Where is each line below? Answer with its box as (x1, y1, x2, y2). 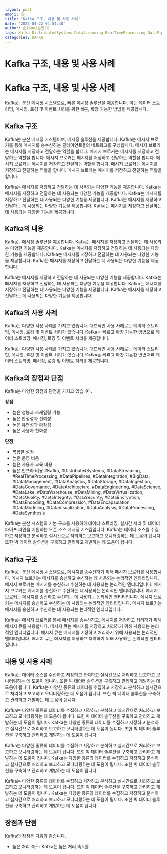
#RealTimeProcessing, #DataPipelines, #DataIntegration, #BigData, (12, 473, 150, 479)
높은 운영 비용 (12, 455, 39, 461)
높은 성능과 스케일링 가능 (12, 409, 61, 415)
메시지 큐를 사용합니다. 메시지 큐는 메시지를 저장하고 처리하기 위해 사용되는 (5, 623, 150, 629)
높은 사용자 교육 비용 (12, 461, 53, 467)
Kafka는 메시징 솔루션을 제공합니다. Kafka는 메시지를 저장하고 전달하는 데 (5, 239, 148, 245)
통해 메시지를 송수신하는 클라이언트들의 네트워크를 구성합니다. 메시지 (14, 142, 148, 148)
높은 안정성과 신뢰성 (12, 416, 51, 422)
